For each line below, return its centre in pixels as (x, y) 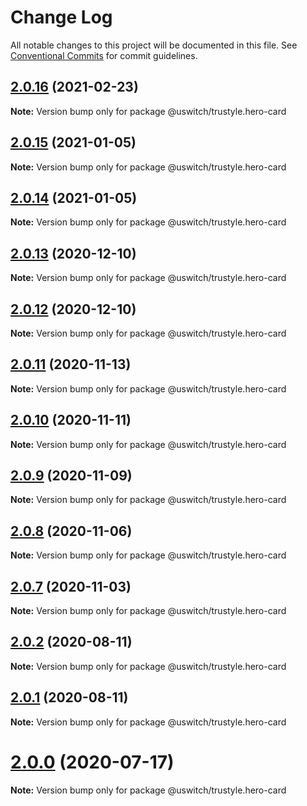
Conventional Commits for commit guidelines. (104, 55)
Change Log (61, 17)
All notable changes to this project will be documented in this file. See (154, 45)
